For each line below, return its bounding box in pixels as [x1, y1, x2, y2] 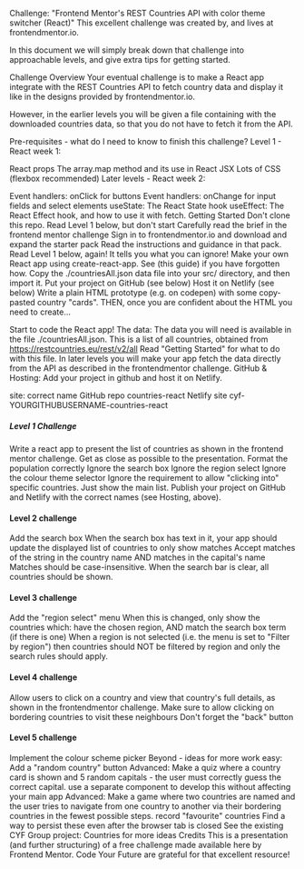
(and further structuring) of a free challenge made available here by [9, 839, 262, 850]
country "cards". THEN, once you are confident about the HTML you [37, 297, 293, 307]
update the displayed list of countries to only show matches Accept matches [9, 543, 296, 554]
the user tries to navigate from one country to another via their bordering [9, 800, 281, 812]
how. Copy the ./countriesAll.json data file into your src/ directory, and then [9, 268, 290, 278]
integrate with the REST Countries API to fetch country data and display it [9, 82, 284, 92]
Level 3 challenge [9, 592, 77, 603]
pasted [9, 297, 36, 307]
